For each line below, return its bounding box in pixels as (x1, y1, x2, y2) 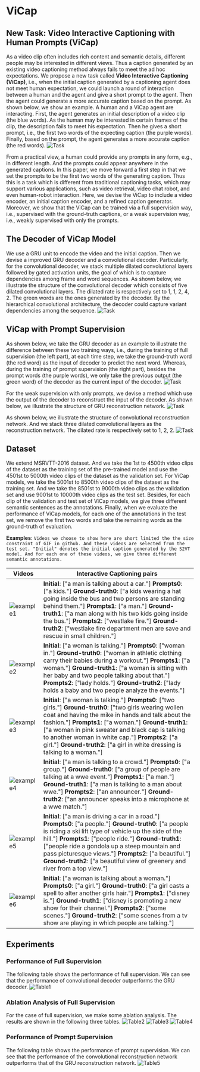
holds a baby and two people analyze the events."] (43, 686, 185, 694)
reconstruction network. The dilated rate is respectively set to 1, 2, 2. (6, 427, 174, 434)
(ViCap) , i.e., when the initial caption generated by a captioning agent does (6, 79, 190, 85)
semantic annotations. (6, 557, 62, 563)
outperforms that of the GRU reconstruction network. (6, 1059, 137, 1066)
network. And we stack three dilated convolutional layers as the (6, 420, 162, 427)
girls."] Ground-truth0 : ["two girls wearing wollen (43, 703, 184, 712)
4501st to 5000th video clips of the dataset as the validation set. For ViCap (6, 472, 189, 480)
